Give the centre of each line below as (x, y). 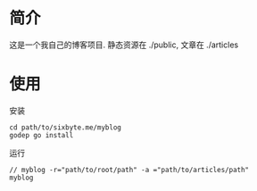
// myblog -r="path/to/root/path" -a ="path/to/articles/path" (129, 170)
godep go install (41, 135)
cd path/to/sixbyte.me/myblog (66, 127)
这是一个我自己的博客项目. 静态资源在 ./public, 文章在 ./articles (124, 45)
